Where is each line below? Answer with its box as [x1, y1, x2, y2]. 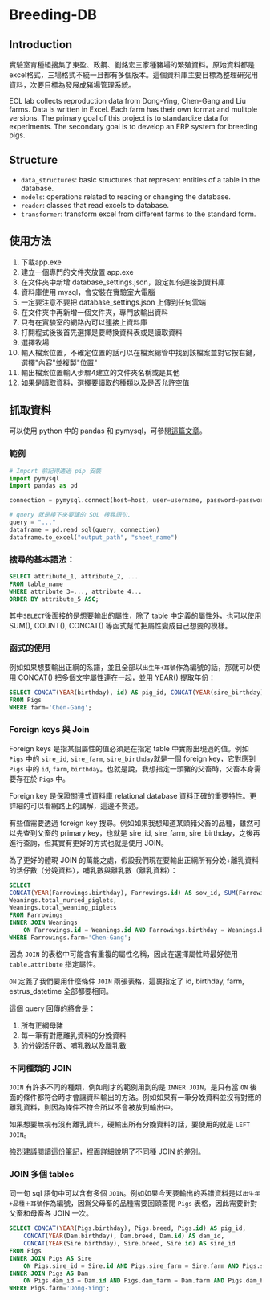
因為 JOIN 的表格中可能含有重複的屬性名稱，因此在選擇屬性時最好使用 [9, 949, 239, 959]
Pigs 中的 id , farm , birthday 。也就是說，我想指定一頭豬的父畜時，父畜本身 [9, 763, 255, 773]
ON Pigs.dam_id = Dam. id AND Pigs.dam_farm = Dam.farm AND [23, 1277, 225, 1285]
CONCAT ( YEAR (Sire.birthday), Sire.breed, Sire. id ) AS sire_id [23, 1240, 236, 1248]
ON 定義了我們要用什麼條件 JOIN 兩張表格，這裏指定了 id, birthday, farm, [9, 976, 245, 986]
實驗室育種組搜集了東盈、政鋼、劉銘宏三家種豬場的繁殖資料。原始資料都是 [9, 60, 255, 69]
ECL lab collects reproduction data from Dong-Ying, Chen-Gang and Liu [9, 96, 247, 105]
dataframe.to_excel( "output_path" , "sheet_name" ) [9, 533, 179, 542]
